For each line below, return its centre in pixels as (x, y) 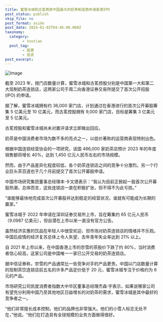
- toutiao (32, 41)
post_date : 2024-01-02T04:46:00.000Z (43, 28)
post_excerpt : (19, 59)
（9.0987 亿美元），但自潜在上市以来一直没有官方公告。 (61, 221)
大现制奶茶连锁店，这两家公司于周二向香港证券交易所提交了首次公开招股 (77, 89)
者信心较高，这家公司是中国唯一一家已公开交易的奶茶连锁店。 (67, 253)
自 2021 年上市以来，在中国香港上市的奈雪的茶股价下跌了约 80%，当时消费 (80, 247)
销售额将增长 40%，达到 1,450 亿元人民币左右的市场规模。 (64, 155)
